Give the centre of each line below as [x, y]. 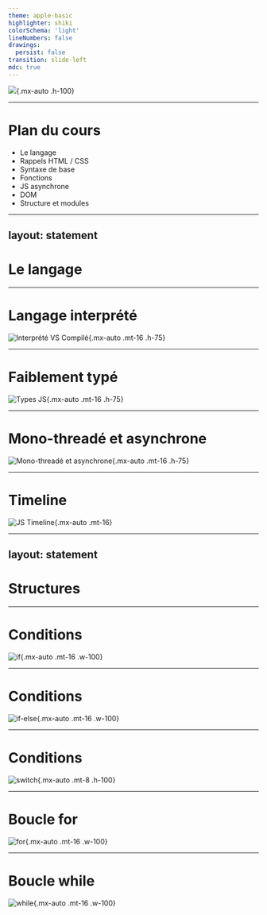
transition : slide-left [48, 60]
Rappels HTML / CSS [54, 160]
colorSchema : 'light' [44, 30]
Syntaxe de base [47, 169]
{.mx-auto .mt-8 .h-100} [76, 780]
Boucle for [43, 820]
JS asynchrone [44, 186]
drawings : [25, 45]
